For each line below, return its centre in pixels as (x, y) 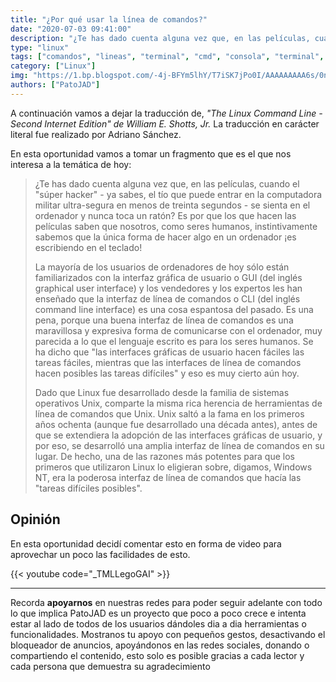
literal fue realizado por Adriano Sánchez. (96, 134)
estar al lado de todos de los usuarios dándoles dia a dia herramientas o (158, 623)
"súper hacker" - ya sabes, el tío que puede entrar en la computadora (178, 194)
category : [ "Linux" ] (53, 66)
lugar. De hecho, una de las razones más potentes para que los (164, 456)
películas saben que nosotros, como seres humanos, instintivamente (176, 226)
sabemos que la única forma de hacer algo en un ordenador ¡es (165, 237)
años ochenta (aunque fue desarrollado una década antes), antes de (176, 424)
